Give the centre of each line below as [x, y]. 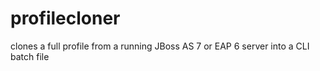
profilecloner [65, 18]
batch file [30, 56]
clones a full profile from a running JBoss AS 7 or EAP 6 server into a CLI [160, 46]
